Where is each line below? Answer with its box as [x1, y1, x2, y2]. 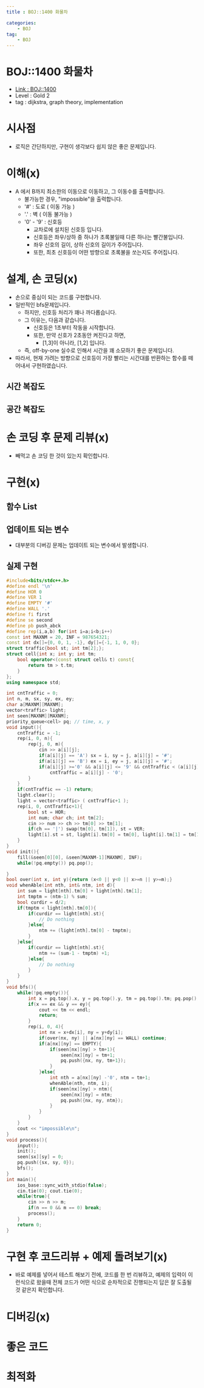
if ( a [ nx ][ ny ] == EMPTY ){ [38, 1041, 102, 1047]
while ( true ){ [17, 1193, 50, 1199]
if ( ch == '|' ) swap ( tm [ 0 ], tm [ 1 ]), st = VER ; [28, 826, 146, 832]
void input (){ [6, 724, 42, 730]
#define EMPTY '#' [6, 600, 53, 606]
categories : [6, 19, 36, 26]
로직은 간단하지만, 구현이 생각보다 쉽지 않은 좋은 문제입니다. [15, 143, 157, 150]
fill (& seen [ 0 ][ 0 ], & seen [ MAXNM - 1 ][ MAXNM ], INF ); [17, 854, 143, 860]
